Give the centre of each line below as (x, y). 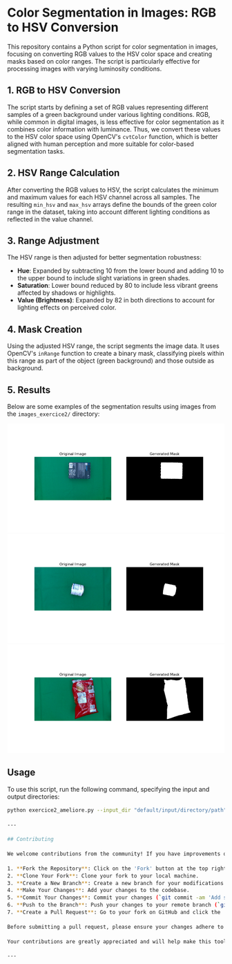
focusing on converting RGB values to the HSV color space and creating (110, 54)
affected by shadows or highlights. (66, 293)
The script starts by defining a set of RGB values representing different (108, 107)
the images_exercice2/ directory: (54, 414)
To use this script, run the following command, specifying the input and (108, 789)
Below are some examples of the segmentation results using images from (112, 407)
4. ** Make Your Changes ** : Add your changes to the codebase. (98, 891)
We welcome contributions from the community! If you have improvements (114, 854)
